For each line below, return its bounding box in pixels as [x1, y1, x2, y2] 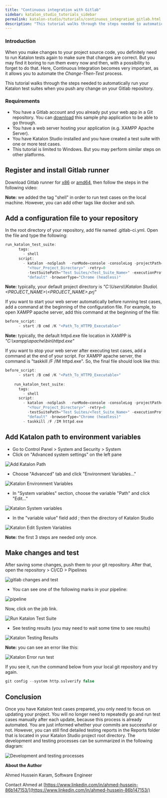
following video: [5, 184, 38, 190]
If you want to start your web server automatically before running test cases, [5, 299, 162, 305]
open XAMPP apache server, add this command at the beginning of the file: [5, 309, 160, 315]
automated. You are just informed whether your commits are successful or [5, 722, 158, 728]
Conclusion [5, 693, 42, 701]
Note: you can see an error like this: [5, 645, 79, 651]
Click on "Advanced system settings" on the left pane [12, 451, 122, 457]
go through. [12, 119, 37, 125]
